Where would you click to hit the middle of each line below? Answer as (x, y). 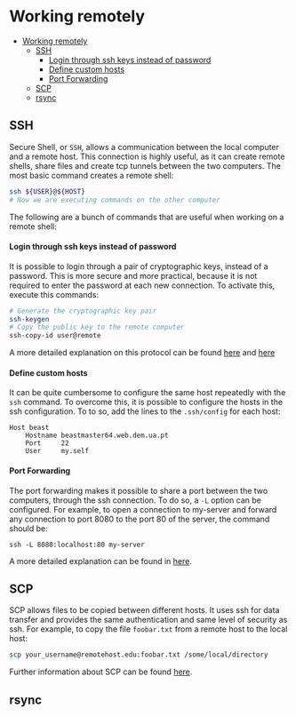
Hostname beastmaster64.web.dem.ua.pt (97, 436)
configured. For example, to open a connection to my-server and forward (143, 509)
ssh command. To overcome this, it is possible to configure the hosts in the (146, 402)
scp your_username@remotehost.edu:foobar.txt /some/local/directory (139, 655)
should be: (29, 528)
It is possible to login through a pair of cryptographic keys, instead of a (139, 266)
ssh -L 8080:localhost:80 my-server (77, 545)
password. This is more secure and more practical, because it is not (133, 275)
